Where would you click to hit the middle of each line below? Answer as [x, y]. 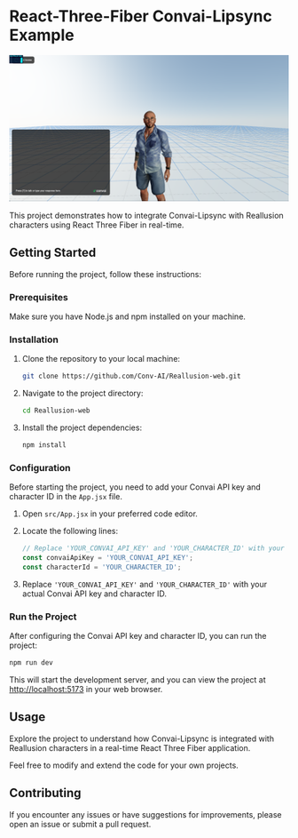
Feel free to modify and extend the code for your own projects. [124, 765]
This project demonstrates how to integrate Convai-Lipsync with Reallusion [146, 215]
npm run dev [31, 663]
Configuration [40, 467]
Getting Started [53, 253]
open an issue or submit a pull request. [80, 824]
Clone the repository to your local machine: [101, 359]
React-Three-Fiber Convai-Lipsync [141, 16]
